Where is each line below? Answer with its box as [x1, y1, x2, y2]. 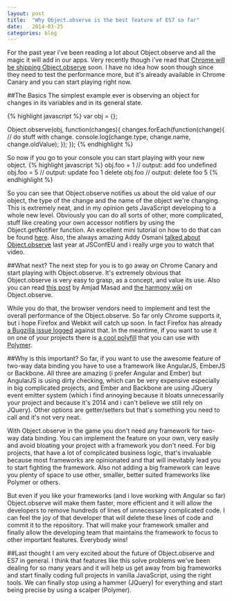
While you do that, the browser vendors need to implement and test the [7, 304, 211, 312]
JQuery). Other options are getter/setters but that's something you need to [7, 406, 220, 414]
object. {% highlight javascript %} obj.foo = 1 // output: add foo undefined [7, 161, 217, 170]
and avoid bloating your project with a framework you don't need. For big [7, 441, 216, 450]
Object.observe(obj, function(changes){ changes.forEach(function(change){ [7, 125, 225, 134]
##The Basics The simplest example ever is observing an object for [7, 91, 199, 100]
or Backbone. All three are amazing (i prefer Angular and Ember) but [7, 369, 202, 377]
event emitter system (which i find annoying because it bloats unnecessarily [7, 391, 224, 400]
